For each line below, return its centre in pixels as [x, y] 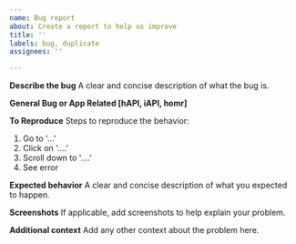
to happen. [30, 195]
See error [41, 168]
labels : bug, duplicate [55, 43]
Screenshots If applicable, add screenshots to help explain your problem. [148, 213]
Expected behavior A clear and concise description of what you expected [148, 185]
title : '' [28, 35]
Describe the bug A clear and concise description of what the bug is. [139, 86]
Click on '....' [46, 148]
